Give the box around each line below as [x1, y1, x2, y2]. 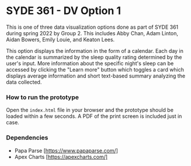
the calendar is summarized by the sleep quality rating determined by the [6, 53, 182, 60]
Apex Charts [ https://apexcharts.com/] [14, 153, 108, 160]
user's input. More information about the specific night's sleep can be [6, 60, 174, 67]
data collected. [6, 78, 42, 86]
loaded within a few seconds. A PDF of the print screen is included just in [6, 113, 182, 120]
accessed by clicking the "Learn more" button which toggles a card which [6, 66, 185, 73]
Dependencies [6, 134, 48, 142]
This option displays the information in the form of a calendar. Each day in [6, 47, 184, 54]
